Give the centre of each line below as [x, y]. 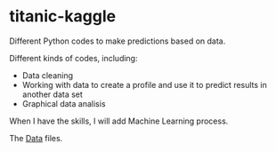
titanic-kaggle [63, 16]
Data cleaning [48, 75]
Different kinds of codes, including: [73, 58]
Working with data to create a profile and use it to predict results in [144, 84]
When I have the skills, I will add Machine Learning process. [119, 121]
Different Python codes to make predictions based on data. [118, 41]
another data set [52, 94]
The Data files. [36, 138]
